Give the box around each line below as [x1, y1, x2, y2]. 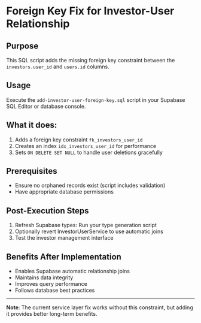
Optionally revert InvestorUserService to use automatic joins [14, 228, 163, 235]
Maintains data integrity [14, 274, 74, 281]
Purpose [6, 41, 39, 51]
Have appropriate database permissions [14, 188, 114, 195]
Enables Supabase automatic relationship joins [14, 268, 130, 275]
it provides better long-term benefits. [6, 310, 98, 318]
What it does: [6, 120, 57, 130]
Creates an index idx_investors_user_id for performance [14, 142, 157, 149]
